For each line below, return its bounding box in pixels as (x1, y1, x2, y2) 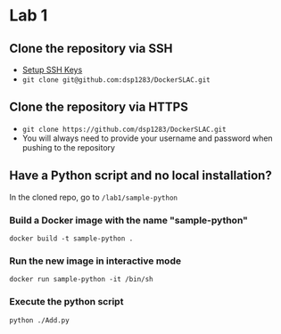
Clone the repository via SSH (9, 41, 173, 56)
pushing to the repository (21, 142, 116, 152)
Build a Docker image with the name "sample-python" (9, 214, 248, 226)
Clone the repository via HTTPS (9, 100, 189, 115)
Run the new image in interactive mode (9, 255, 181, 267)
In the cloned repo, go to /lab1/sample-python (9, 191, 178, 202)
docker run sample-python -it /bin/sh (9, 275, 153, 284)
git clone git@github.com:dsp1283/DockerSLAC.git (21, 76, 211, 85)
